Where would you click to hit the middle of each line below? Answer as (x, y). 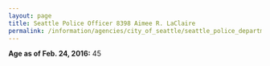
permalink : (27, 31)
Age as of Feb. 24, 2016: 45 (55, 54)
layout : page (30, 16)
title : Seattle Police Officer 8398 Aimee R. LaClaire (102, 23)
